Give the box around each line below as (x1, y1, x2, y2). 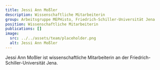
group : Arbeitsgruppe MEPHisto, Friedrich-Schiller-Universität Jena (5, 17, 155, 22)
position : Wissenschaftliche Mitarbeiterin (5, 21, 99, 27)
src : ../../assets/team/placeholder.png (10, 36, 96, 41)
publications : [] (5, 26, 42, 31)
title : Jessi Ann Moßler (5, 7, 58, 13)
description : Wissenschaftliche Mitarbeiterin (5, 12, 105, 17)
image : (5, 31, 19, 36)
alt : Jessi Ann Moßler (10, 41, 58, 46)
